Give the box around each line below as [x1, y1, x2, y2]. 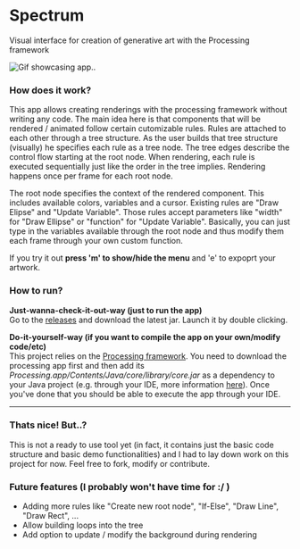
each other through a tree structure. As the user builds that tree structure [9, 133, 279, 144]
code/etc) [9, 341, 47, 352]
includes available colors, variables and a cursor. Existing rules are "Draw [9, 197, 279, 208]
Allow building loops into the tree [21, 520, 144, 531]
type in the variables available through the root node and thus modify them [9, 226, 284, 237]
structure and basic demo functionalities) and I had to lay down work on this [9, 448, 289, 460]
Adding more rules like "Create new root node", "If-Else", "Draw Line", [21, 501, 279, 512]
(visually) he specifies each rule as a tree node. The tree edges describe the [9, 142, 290, 153]
